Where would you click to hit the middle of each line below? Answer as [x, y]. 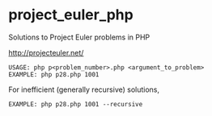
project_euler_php [71, 15]
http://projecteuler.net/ [46, 52]
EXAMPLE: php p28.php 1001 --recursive [76, 104]
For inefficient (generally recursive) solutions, [84, 89]
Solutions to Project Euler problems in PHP [79, 37]
